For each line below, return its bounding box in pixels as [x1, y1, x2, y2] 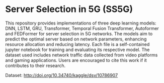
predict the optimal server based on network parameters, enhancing [5, 36, 147, 42]
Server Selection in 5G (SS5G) [5, 3, 133, 15]
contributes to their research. [5, 62, 66, 68]
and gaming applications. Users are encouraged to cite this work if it [5, 57, 147, 63]
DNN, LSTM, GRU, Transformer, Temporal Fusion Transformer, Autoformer [5, 25, 159, 31]
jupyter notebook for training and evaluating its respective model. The [5, 46, 150, 52]
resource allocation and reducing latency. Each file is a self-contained [5, 41, 150, 47]
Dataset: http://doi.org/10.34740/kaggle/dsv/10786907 [5, 72, 118, 78]
